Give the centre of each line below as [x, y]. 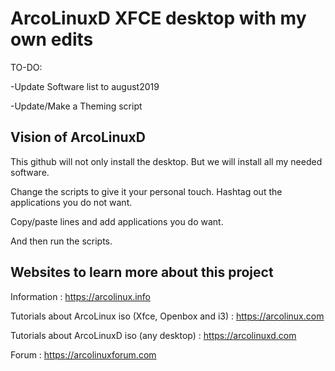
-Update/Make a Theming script [76, 106]
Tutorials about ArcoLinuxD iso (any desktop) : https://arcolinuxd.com [153, 335]
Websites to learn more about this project [142, 272]
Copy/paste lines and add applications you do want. [117, 221]
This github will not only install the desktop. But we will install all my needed [166, 161]
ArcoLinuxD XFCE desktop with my [158, 18]
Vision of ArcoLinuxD [78, 137]
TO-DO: [26, 67]
